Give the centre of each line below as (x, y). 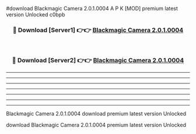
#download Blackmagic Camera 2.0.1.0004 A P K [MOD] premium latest (92, 8)
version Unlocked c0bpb (36, 15)
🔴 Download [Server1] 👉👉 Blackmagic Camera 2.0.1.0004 (98, 30)
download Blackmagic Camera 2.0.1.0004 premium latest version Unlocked (96, 125)
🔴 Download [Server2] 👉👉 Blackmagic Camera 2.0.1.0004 (98, 61)
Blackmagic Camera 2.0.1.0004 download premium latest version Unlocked (96, 114)
